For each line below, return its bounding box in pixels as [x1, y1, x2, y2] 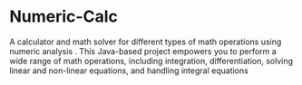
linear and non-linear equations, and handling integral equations [9, 65, 249, 76]
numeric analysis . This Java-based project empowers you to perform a [9, 45, 277, 56]
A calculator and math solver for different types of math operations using [9, 36, 282, 47]
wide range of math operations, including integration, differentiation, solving [9, 55, 293, 66]
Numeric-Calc [9, 6, 118, 27]
